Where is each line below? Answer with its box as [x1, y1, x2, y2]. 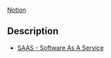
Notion [7, 6, 26, 14]
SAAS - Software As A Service [17, 44, 104, 52]
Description [7, 25, 59, 37]
